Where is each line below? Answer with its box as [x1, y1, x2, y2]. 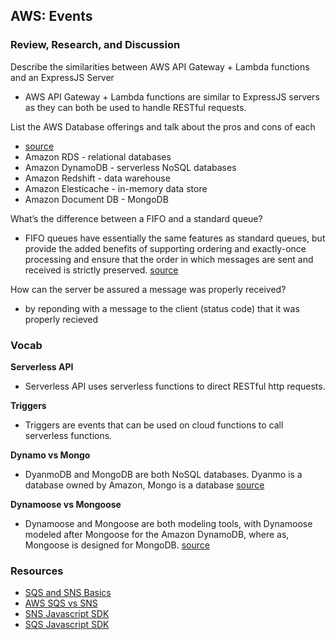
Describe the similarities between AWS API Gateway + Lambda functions [10, 60, 310, 73]
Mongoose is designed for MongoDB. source [24, 539, 210, 551]
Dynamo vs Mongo [10, 449, 91, 461]
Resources [10, 564, 64, 578]
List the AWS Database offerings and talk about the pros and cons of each [10, 120, 316, 133]
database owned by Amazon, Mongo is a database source [24, 479, 265, 491]
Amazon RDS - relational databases [24, 150, 172, 163]
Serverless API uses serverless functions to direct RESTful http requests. [24, 380, 326, 392]
